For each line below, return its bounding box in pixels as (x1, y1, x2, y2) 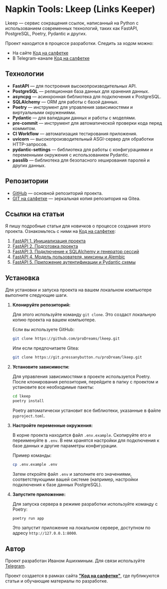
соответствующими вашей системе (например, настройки (12, 476, 138, 482)
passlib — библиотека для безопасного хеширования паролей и (12, 157, 150, 163)
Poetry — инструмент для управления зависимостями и (12, 104, 133, 110)
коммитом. (12, 125, 36, 131)
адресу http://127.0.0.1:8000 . (12, 530, 77, 536)
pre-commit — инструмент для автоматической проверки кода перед (12, 120, 163, 126)
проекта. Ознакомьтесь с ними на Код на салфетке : (5, 228, 116, 234)
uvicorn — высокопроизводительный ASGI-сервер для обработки (12, 136, 154, 142)
